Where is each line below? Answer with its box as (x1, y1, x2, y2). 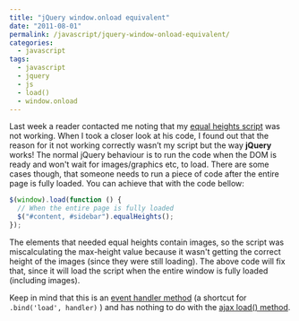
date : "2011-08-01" (9, 22, 82, 30)
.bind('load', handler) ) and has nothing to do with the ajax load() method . (9, 301, 291, 312)
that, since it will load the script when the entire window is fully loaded (9, 265, 269, 276)
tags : (9, 55, 30, 64)
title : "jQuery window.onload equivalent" (9, 13, 170, 22)
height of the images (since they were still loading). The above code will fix (9, 256, 286, 266)
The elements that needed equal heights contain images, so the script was (9, 237, 285, 247)
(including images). (9, 274, 81, 285)
